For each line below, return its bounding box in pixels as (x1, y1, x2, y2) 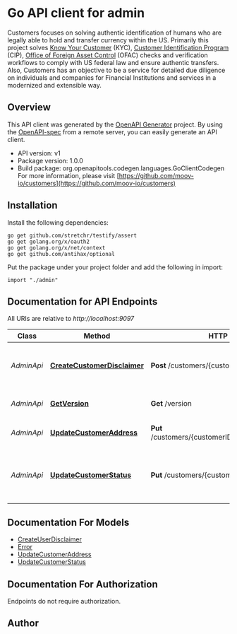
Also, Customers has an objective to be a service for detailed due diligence (7, 66, 226, 74)
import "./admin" (7, 276, 59, 283)
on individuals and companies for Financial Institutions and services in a (7, 73, 217, 82)
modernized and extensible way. (7, 81, 102, 89)
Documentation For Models (7, 516, 130, 528)
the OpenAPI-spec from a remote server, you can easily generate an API (7, 127, 217, 136)
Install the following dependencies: (7, 218, 109, 227)
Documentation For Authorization (7, 578, 158, 590)
